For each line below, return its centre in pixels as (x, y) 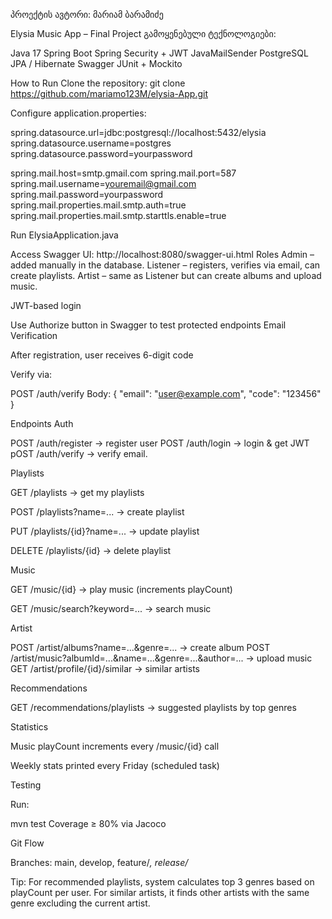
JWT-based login (46, 305)
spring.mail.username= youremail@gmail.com (103, 183)
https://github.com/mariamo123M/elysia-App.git (109, 93)
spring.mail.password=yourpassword (87, 194)
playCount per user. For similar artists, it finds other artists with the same (160, 892)
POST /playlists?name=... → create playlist (97, 512)
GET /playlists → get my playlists (77, 492)
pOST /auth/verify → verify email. (79, 453)
